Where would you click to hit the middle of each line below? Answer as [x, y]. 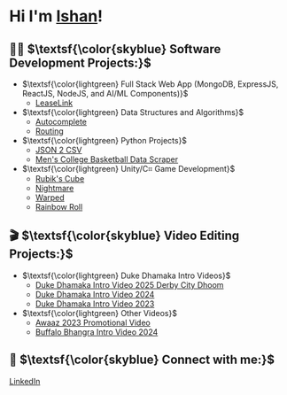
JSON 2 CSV [58, 150]
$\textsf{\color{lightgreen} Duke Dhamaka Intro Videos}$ [126, 275]
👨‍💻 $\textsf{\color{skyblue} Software [115, 49]
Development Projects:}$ [81, 62]
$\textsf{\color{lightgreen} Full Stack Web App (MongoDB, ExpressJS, [150, 84]
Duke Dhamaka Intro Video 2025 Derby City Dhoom [129, 284]
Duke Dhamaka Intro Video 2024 [95, 294]
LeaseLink [54, 103]
